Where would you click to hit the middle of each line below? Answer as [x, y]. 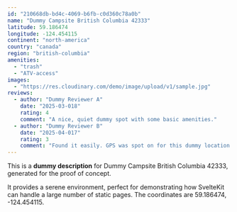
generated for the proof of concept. [59, 174]
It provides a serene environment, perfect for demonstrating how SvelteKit [116, 187]
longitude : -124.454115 [43, 34]
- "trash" [28, 67]
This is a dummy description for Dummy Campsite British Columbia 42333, [118, 166]
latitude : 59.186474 [38, 27]
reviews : [20, 93]
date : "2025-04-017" [50, 133]
